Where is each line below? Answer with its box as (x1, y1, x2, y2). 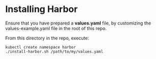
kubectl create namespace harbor (5, 44, 76, 49)
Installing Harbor (5, 3, 78, 15)
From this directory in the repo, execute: (5, 35, 89, 41)
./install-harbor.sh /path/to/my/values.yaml (5, 49, 103, 54)
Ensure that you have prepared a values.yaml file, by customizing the (5, 20, 151, 26)
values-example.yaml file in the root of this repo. (5, 25, 107, 31)
